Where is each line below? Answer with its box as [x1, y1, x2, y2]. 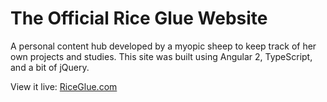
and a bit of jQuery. [10, 61, 90, 73]
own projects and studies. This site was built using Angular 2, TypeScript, [10, 50, 313, 62]
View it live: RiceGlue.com [10, 80, 118, 92]
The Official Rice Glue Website [10, 7, 268, 30]
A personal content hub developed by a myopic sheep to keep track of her [10, 40, 317, 52]
